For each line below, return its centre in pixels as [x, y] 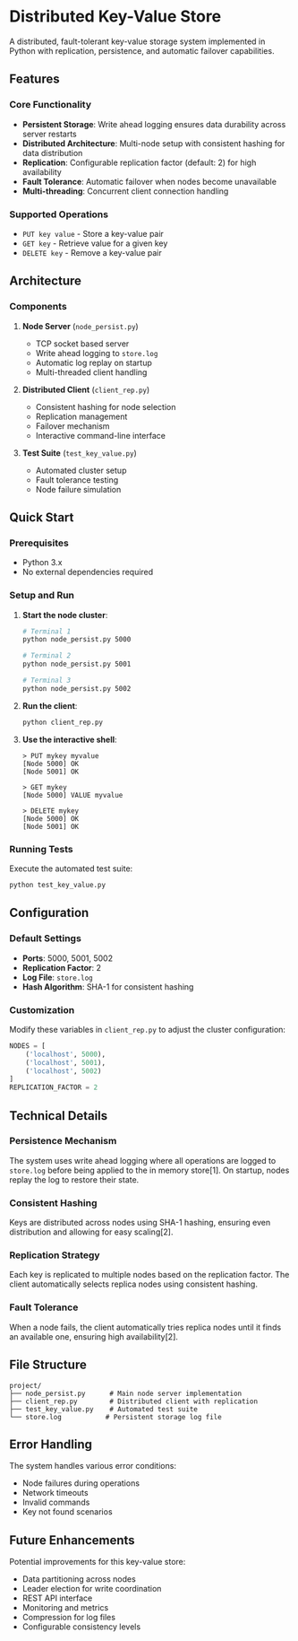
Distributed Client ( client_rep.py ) [86, 389]
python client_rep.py [62, 722]
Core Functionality [51, 105]
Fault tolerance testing [77, 480]
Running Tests [41, 849]
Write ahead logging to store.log [97, 353]
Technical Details [59, 1116]
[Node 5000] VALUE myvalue [72, 795]
